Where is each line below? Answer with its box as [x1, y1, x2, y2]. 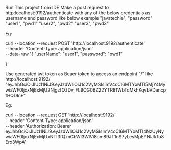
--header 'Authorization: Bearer [5, 123, 71, 129]
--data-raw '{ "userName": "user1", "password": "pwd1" [5, 51, 123, 57]
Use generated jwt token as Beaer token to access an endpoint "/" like [5, 71, 153, 77]
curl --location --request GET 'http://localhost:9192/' [5, 112, 116, 118]
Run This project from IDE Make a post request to [5, 5, 109, 10]
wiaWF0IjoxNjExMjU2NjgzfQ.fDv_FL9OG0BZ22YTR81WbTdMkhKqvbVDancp [5, 87, 166, 93]
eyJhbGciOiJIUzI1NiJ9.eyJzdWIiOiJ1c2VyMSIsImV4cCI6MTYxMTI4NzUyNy [5, 128, 164, 134]
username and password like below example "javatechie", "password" [5, 15, 153, 21]
